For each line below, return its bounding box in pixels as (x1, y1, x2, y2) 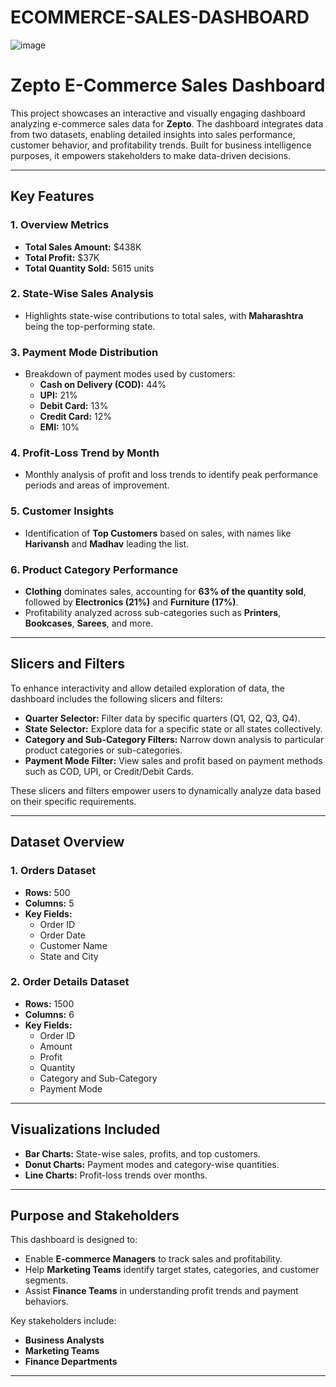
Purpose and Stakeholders (10, 1207, 180, 1225)
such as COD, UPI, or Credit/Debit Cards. (24, 765, 194, 777)
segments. (24, 1274, 69, 1286)
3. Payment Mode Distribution (10, 345, 159, 359)
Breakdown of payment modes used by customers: (24, 368, 236, 380)
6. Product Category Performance (10, 562, 179, 576)
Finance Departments (24, 1356, 118, 1368)
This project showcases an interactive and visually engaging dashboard (10, 107, 306, 119)
